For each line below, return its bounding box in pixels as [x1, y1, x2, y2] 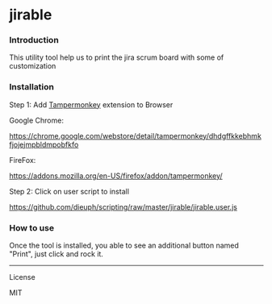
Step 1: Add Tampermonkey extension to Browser [9, 99, 174, 110]
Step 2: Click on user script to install [9, 186, 130, 196]
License [9, 273, 36, 282]
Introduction [9, 35, 59, 46]
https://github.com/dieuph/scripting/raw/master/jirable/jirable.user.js [9, 202, 237, 211]
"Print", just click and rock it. [9, 249, 104, 259]
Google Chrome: [9, 115, 64, 125]
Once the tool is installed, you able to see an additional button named [9, 240, 239, 251]
